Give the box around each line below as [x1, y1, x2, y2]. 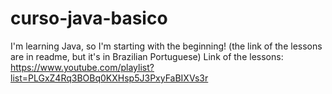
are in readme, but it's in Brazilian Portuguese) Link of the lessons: [10, 50, 284, 62]
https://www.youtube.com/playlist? [10, 61, 155, 73]
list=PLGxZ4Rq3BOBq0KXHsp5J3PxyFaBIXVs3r [10, 72, 209, 84]
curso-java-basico [10, 7, 168, 30]
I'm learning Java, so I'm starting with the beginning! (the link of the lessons [10, 40, 323, 52]
